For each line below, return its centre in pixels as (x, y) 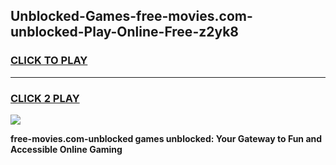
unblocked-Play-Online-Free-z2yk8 (124, 32)
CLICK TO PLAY (49, 61)
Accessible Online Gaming (66, 149)
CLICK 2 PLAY (45, 98)
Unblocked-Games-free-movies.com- (131, 16)
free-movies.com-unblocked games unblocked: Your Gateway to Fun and (166, 138)
